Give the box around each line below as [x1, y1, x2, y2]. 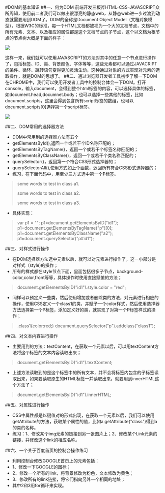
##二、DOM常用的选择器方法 [5, 123, 64, 129]
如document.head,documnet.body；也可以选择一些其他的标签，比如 [5, 92, 143, 97]
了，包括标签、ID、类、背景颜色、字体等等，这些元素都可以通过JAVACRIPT [5, 61, 158, 66]
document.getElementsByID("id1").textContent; [17, 360, 113, 365]
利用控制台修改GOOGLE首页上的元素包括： [12, 458, 100, 463]
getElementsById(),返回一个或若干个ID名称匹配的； [12, 140, 116, 146]
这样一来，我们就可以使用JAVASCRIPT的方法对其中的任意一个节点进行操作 [5, 55, 156, 61]
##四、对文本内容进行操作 [5, 333, 58, 339]
